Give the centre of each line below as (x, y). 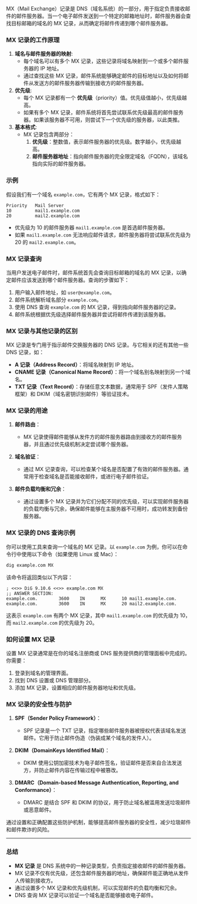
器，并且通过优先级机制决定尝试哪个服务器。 (77, 444)
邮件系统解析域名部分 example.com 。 (58, 299)
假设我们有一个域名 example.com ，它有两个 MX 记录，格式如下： (83, 194)
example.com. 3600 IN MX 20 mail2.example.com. (91, 604)
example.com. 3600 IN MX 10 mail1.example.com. (91, 598)
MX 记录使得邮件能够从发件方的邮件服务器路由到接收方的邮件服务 (103, 437)
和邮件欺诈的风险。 (29, 829)
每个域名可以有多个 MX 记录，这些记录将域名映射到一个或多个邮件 (103, 61)
